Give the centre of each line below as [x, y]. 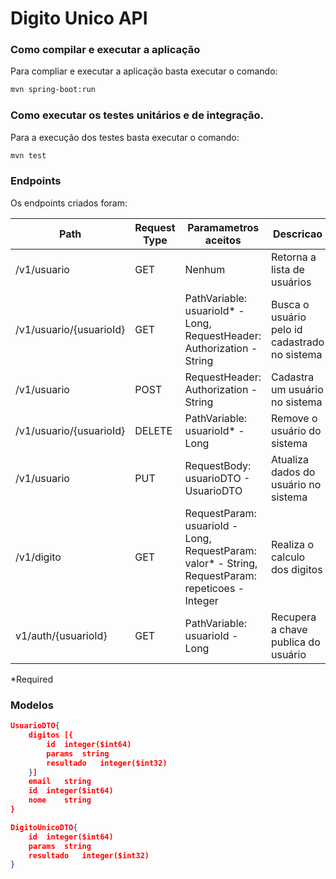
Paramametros [223, 227]
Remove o [294, 418]
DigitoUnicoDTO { [44, 827]
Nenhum [205, 269]
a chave [289, 629]
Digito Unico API [79, 18]
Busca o [290, 304]
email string [60, 782]
